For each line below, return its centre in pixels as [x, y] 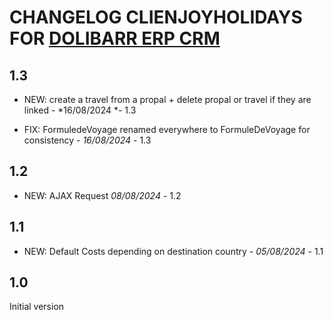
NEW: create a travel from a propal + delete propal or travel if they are [167, 99]
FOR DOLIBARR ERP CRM [115, 38]
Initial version [37, 307]
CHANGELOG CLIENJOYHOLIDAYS [156, 17]
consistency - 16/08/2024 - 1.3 [87, 140]
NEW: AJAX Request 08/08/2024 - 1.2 [102, 195]
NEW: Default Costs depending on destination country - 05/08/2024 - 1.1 [173, 251]
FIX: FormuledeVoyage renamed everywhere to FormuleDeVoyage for [167, 129]
